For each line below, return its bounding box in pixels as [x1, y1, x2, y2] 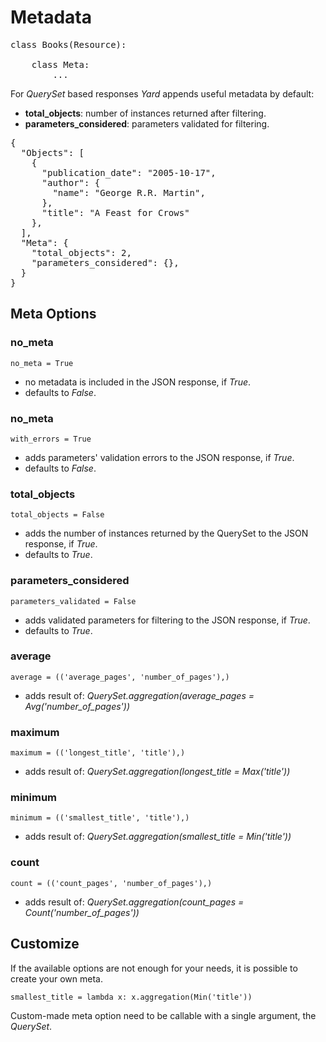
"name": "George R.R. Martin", [52, 187, 206, 198]
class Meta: [31, 59, 90, 70]
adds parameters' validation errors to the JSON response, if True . [24, 451, 295, 463]
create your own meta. [10, 972, 103, 985]
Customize [10, 936, 80, 953]
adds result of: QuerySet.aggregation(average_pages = [24, 689, 255, 701]
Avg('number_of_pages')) [24, 700, 130, 712]
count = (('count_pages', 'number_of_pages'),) [10, 878, 213, 888]
